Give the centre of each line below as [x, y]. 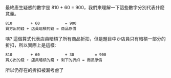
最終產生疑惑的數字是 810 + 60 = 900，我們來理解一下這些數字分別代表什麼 [85, 7]
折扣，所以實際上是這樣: [31, 45]
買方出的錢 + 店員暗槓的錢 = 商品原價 [41, 29]
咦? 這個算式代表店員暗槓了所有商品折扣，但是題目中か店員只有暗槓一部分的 [86, 39]
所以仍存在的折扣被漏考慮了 [35, 70]
